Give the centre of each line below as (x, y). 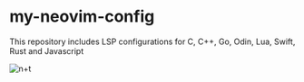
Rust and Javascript (47, 50)
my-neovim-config (82, 17)
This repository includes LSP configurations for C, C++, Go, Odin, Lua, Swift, (152, 41)
